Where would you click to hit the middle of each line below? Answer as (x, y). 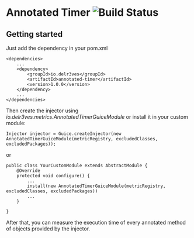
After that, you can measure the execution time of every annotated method (96, 223)
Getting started (34, 34)
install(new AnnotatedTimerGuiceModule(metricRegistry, (96, 186)
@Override (29, 171)
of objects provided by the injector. (48, 229)
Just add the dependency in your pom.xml (57, 48)
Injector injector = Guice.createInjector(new (64, 134)
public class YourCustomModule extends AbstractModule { (77, 165)
